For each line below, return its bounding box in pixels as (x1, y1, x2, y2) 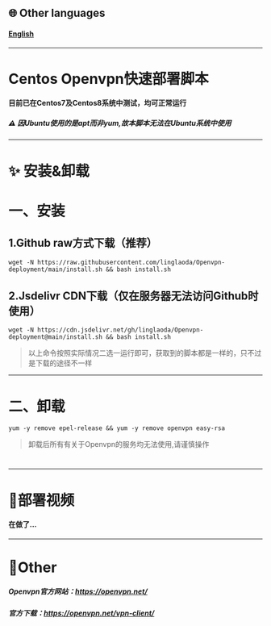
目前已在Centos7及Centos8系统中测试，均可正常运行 (8, 98, 187, 108)
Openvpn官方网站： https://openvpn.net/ (8, 586, 148, 596)
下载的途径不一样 (35, 358, 93, 368)
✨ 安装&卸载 (8, 161, 90, 180)
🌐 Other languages (8, 6, 106, 20)
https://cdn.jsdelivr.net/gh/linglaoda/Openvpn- (37, 326, 204, 334)
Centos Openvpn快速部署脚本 (8, 69, 210, 88)
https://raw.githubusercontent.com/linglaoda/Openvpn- (37, 258, 226, 266)
